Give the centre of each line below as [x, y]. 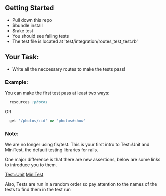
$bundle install [28, 25]
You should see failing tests [41, 36]
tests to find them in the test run [38, 189]
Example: [17, 82]
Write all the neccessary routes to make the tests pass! [69, 69]
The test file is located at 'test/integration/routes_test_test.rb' [75, 41]
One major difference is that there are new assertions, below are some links [83, 159]
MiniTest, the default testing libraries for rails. [52, 150]
